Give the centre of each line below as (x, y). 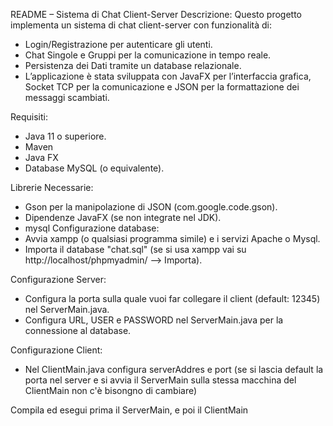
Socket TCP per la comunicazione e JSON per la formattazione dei (162, 87)
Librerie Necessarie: (52, 187)
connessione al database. (78, 330)
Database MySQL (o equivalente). (94, 168)
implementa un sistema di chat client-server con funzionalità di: (141, 25)
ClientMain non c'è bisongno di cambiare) (111, 390)
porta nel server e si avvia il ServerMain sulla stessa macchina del (160, 380)
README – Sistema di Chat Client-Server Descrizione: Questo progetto (156, 14)
